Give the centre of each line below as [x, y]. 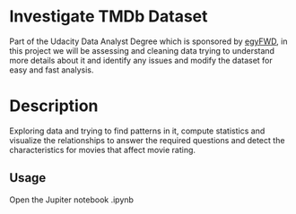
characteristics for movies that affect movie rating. [102, 150]
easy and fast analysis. [52, 70]
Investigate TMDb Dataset [109, 17]
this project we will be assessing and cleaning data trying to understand [142, 50]
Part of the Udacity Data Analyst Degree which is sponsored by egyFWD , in [148, 41]
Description [54, 106]
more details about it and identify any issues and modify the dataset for [141, 60]
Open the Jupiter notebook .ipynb [72, 200]
